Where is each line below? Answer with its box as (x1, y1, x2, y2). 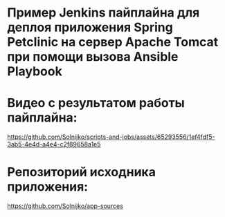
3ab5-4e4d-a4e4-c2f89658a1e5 (7, 140, 101, 149)
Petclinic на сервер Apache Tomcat (7, 35, 219, 50)
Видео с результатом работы (7, 95, 185, 111)
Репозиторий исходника (7, 164, 156, 180)
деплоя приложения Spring (7, 19, 173, 35)
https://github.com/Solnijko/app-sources (7, 202, 123, 210)
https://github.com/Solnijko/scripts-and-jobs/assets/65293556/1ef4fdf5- (7, 133, 215, 141)
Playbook (7, 64, 62, 79)
